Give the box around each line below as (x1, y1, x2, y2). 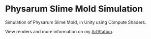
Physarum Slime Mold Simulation (5, 3, 143, 14)
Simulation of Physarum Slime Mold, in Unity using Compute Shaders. (5, 19, 147, 25)
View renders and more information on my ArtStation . (5, 28, 113, 34)
